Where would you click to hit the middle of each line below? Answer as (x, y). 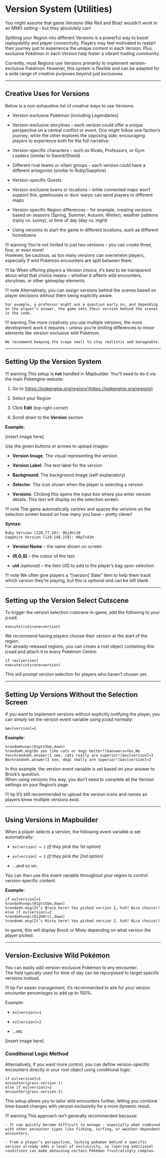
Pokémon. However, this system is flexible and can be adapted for (92, 68)
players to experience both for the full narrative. (61, 141)
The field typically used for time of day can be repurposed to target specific (82, 973)
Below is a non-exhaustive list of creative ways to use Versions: (70, 105)
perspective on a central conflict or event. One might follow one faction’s (86, 130)
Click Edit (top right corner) (40, 407)
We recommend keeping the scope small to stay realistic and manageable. (83, 342)
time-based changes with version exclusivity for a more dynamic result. (78, 1106)
